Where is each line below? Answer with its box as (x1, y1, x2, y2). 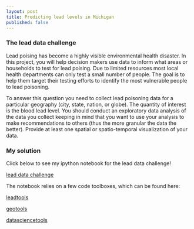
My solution (6, 146, 41, 155)
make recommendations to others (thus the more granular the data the (6, 119, 177, 127)
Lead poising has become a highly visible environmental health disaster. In (6, 52, 186, 59)
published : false (6, 19, 49, 25)
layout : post (6, 8, 38, 15)
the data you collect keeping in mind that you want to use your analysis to (6, 113, 185, 120)
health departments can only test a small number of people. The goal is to (6, 71, 185, 78)
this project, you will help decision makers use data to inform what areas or (6, 58, 188, 65)
